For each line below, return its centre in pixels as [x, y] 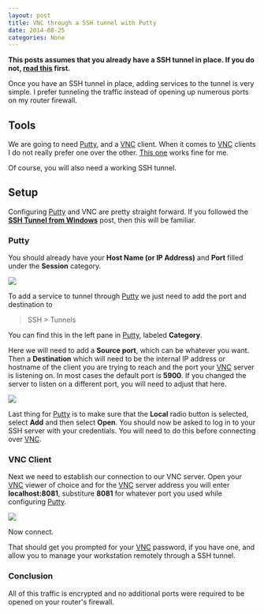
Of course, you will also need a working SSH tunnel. [93, 168]
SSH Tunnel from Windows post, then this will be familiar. [102, 220]
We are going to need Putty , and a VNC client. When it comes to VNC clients [132, 144]
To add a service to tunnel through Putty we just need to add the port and [127, 296]
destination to [30, 305]
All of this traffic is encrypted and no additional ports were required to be [126, 593]
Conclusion [31, 576]
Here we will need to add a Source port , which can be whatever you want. [129, 350]
